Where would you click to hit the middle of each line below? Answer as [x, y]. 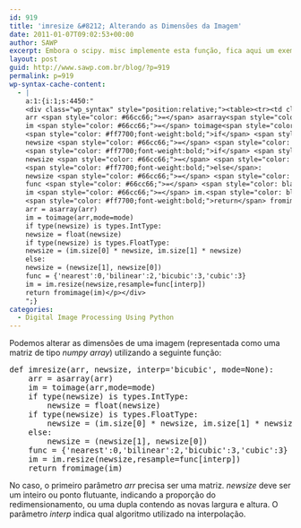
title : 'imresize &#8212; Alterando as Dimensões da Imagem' [126, 26]
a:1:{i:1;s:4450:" [60, 101]
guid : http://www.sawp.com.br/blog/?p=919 [90, 68]
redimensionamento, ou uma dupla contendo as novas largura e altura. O [144, 505]
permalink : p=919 [42, 76]
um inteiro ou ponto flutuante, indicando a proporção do [113, 495]
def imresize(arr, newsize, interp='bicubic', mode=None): [142, 370]
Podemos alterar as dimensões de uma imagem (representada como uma [145, 343]
